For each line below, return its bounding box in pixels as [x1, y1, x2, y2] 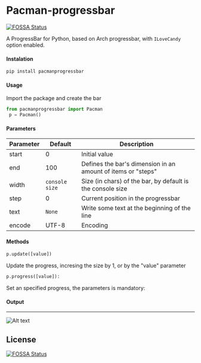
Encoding [81, 221, 108, 229]
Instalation [6, 55, 33, 62]
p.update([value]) [6, 251, 52, 258]
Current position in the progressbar [81, 194, 181, 202]
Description [119, 140, 154, 149]
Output [6, 298, 25, 305]
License [6, 334, 36, 344]
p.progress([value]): [6, 274, 60, 280]
